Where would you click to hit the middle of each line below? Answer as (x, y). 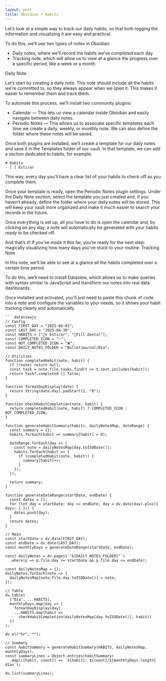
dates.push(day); (32, 512)
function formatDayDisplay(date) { (42, 387)
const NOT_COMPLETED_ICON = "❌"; (40, 343)
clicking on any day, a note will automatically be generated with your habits (82, 227)
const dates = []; (29, 499)
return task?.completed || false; (45, 374)
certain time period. (25, 268)
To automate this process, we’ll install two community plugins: (68, 103)
